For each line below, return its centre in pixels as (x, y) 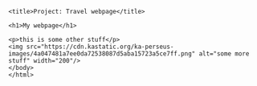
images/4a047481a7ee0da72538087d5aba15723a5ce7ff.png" (102, 54)
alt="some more (224, 54)
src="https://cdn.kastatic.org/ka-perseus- (100, 47)
